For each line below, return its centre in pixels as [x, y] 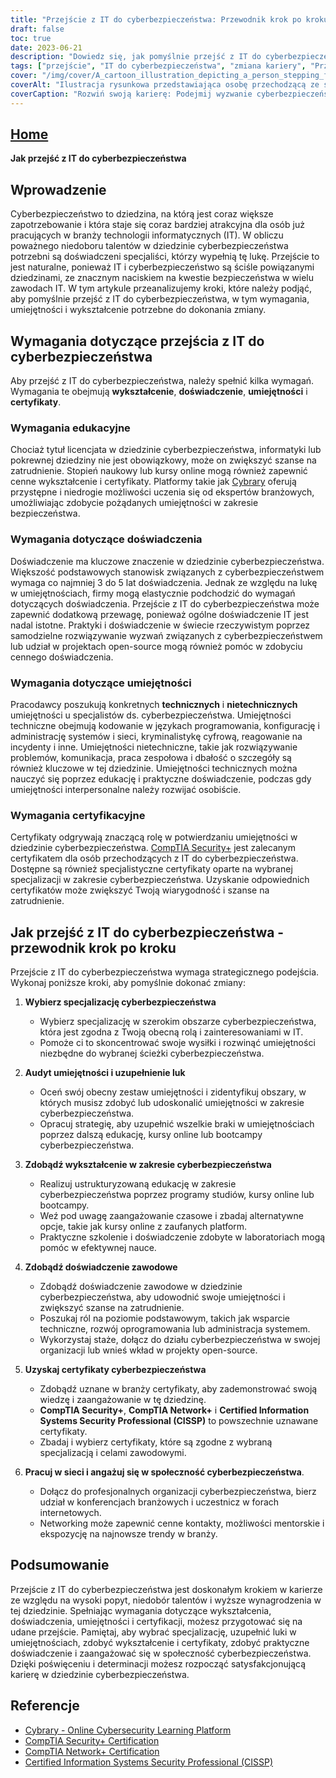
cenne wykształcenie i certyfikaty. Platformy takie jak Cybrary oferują [153, 482]
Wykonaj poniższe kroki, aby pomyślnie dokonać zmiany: [128, 983]
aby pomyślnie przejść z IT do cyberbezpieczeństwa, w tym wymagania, [160, 299]
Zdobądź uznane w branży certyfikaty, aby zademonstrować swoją [178, 1389]
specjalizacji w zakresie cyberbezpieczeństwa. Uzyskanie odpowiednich [160, 880]
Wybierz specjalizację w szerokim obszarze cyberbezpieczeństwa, [178, 1022]
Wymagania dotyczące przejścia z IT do [137, 341]
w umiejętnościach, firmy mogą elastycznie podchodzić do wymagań [153, 593]
